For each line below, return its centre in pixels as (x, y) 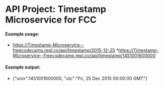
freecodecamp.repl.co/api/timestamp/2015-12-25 (64, 50)
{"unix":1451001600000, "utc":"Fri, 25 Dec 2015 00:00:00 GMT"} (80, 78)
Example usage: (22, 34)
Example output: (23, 67)
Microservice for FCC (51, 20)
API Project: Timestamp (56, 9)
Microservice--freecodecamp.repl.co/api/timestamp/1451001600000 (84, 55)
